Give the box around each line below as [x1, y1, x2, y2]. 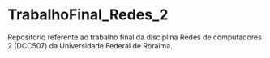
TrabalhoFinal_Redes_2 [7, 6, 169, 24]
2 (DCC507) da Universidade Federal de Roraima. [7, 40, 173, 50]
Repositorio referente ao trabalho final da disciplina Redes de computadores [7, 32, 263, 42]
